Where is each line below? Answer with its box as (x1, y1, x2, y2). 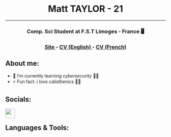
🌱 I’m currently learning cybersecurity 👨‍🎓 (12, 72, 99, 79)
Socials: (5, 95, 32, 103)
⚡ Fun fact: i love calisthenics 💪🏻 (12, 78, 81, 85)
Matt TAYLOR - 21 (48, 3, 123, 15)
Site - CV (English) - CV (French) (44, 43, 127, 50)
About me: (5, 59, 40, 68)
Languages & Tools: (5, 123, 69, 132)
